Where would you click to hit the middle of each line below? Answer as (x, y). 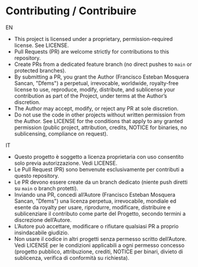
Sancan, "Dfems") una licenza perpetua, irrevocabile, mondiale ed (95, 201)
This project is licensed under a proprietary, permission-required (93, 39)
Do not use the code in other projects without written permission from (100, 115)
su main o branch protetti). (46, 188)
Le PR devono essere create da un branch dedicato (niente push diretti (101, 182)
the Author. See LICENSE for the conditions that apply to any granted (98, 121)
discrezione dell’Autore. (43, 220)
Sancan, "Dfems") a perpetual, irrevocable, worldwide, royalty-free (96, 83)
